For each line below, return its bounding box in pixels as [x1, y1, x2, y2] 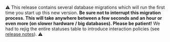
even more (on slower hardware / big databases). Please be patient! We [5, 20, 160, 26]
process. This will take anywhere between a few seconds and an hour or [5, 15, 162, 21]
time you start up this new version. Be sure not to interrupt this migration [5, 10, 161, 16]
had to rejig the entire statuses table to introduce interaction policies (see [5, 26, 160, 32]
